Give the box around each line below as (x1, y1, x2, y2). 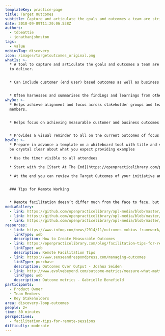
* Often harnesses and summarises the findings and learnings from (9, 93, 151, 98)
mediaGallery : (5, 205, 34, 210)
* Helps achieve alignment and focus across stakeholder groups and (9, 102, 153, 107)
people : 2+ (5, 305, 27, 310)
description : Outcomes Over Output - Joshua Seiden (14, 264, 122, 269)
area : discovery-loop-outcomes (5, 301, 69, 305)
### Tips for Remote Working (9, 186, 69, 192)
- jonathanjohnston (9, 35, 50, 40)
